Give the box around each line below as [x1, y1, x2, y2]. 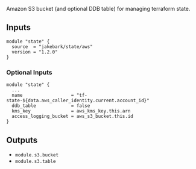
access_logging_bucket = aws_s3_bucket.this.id [11, 114, 134, 120]
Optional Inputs [6, 68, 52, 76]
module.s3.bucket [14, 152, 59, 158]
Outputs [6, 135, 38, 145]
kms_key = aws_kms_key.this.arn [11, 108, 131, 114]
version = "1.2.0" [11, 49, 58, 55]
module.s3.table [14, 158, 56, 164]
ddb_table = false [11, 103, 90, 109]
